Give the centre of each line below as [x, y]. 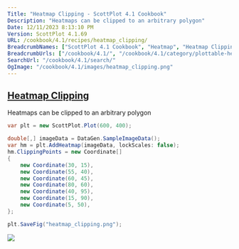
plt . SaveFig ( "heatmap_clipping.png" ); [65, 224]
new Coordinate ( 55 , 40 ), [57, 171]
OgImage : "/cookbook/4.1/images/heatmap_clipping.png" [90, 67]
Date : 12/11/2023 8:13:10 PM [51, 27]
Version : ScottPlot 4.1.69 [47, 34]
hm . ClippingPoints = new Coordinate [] [65, 152]
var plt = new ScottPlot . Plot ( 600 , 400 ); [70, 126]
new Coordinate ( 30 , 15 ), [57, 165]
